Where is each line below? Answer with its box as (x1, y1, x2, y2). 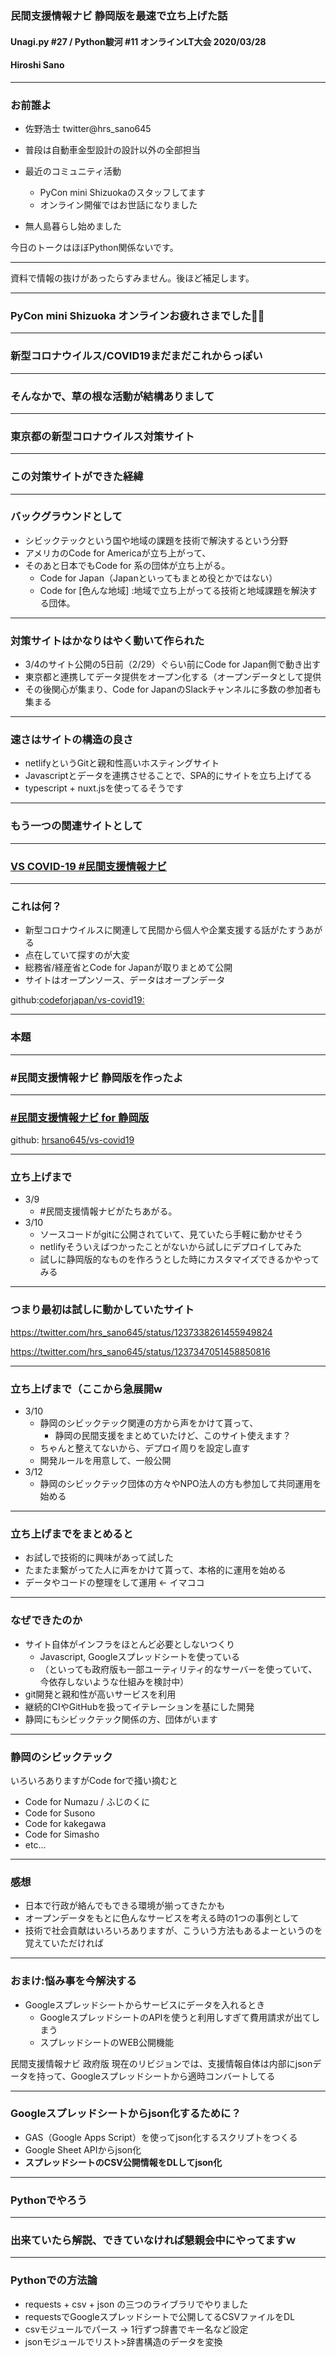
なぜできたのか (10, 1613, 83, 1627)
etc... (24, 1838, 47, 1851)
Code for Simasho (24, 1828, 100, 1840)
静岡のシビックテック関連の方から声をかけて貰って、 (39, 1417, 259, 1429)
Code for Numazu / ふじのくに (24, 1795, 151, 1807)
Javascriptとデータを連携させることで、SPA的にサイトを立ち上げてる (24, 770, 313, 782)
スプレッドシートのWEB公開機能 (39, 2036, 174, 2048)
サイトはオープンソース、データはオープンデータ (24, 974, 226, 986)
